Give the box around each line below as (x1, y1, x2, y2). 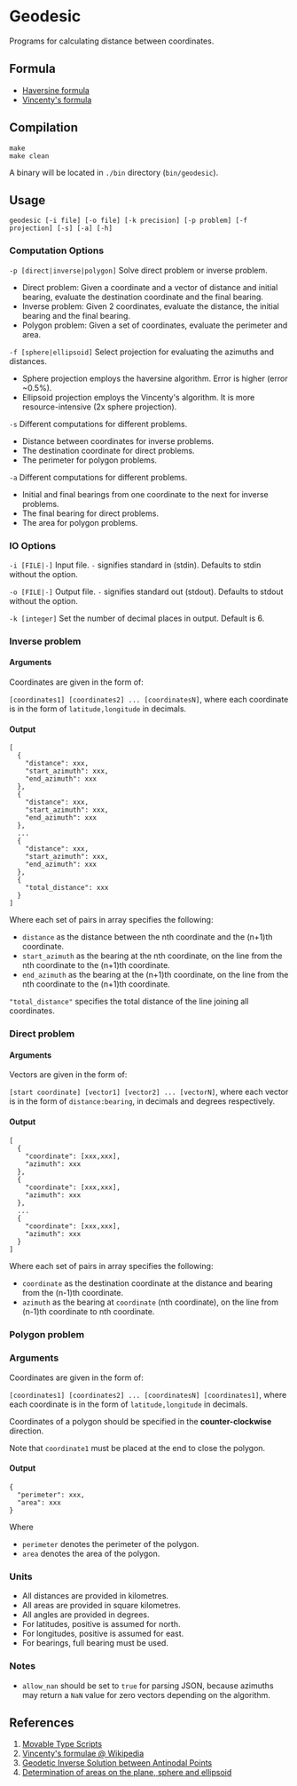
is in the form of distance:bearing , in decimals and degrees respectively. (9, 1096, 276, 1107)
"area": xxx (17, 1498, 62, 1507)
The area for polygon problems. (21, 517, 138, 528)
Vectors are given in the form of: (9, 1069, 128, 1080)
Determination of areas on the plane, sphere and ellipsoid (21, 1767, 232, 1778)
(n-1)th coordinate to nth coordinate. (21, 1306, 155, 1316)
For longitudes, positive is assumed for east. (21, 1628, 184, 1639)
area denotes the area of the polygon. (21, 1548, 160, 1560)
